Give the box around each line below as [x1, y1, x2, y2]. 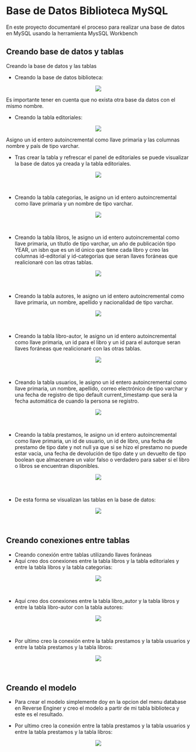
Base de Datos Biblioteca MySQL [6, 4, 169, 18]
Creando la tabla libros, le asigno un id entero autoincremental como [14, 234, 180, 241]
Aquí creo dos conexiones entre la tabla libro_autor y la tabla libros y [14, 597, 180, 604]
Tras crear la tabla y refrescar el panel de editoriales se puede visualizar [14, 154, 189, 161]
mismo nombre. [6, 102, 44, 109]
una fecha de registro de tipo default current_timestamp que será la [14, 391, 177, 398]
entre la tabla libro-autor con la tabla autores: [14, 603, 124, 611]
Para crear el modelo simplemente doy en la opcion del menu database [14, 699, 187, 706]
